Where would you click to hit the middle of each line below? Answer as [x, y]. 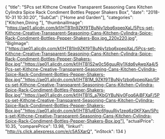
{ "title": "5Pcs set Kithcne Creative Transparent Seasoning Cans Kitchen [79, 7]
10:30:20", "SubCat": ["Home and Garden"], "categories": [75, 17]
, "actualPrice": [139, 121]
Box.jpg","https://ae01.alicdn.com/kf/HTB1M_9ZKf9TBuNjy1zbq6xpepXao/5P [82, 79]
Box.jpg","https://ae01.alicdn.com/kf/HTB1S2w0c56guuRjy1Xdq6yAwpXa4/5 [82, 64]
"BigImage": [17, 43]
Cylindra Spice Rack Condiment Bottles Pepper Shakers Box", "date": [75, 12]
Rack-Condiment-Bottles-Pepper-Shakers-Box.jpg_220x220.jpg [70, 38]
